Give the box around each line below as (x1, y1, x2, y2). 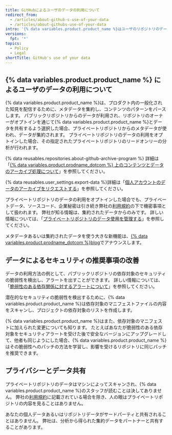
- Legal (10, 50, 27, 55)
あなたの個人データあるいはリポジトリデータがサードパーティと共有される (5, 411, 162, 417)
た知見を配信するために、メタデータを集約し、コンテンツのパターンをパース (5, 106, 166, 112)
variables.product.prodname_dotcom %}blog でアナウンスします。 (5, 240, 144, 246)
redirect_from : (5, 12, 38, 17)
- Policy (10, 46, 29, 51)
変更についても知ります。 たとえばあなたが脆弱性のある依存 (36, 324, 163, 330)
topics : (5, 41, 22, 46)
